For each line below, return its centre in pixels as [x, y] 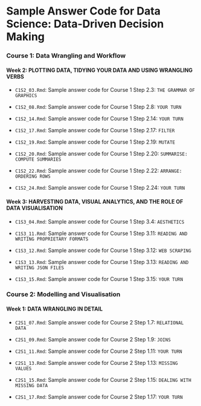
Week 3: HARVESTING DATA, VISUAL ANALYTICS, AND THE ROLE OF [95, 201]
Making [26, 37]
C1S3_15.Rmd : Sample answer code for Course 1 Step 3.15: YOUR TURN [99, 279]
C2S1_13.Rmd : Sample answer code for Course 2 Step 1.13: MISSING [96, 362]
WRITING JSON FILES [40, 268]
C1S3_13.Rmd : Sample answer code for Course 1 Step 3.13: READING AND [102, 262]
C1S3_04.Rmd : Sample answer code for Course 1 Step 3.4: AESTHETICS [100, 221]
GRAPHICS [26, 96]
